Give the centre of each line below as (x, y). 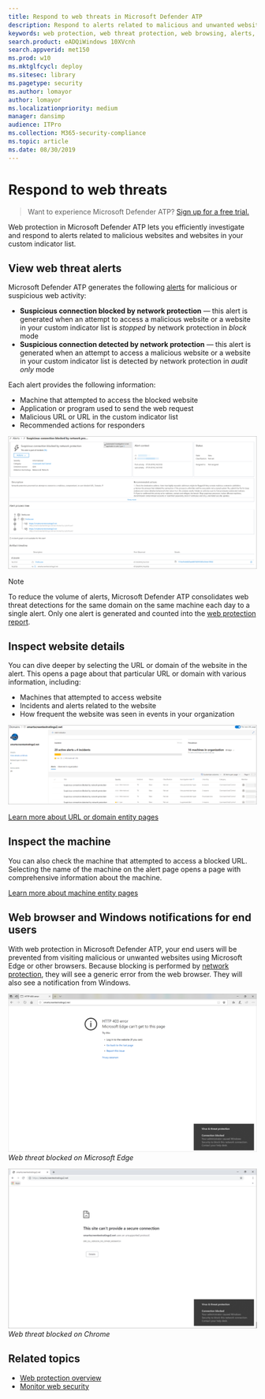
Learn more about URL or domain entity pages (84, 817)
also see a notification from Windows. (70, 983)
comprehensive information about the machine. (85, 877)
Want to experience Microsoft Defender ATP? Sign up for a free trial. (138, 211)
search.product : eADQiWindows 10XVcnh (72, 42)
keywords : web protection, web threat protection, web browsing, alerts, (132, 33)
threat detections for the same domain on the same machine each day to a (129, 605)
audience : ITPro (35, 125)
